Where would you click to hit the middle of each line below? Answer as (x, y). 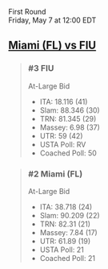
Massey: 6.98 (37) (70, 127)
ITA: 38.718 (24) (66, 207)
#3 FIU (41, 68)
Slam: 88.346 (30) (70, 110)
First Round (27, 12)
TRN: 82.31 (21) (65, 224)
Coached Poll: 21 (68, 258)
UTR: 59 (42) (61, 135)
